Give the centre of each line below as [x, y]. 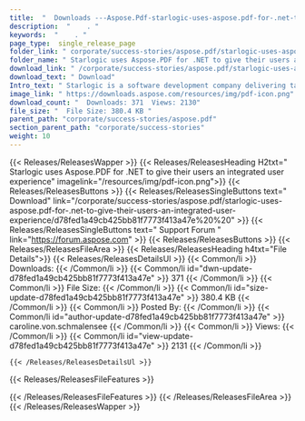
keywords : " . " [49, 35]
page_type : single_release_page [73, 43]
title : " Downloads [50, 18]
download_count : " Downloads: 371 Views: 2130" [105, 102]
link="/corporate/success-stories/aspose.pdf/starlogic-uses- [168, 200]
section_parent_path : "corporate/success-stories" [107, 128]
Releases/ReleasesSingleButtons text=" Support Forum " [115, 229]
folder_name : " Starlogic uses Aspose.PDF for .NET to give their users [150, 60]
